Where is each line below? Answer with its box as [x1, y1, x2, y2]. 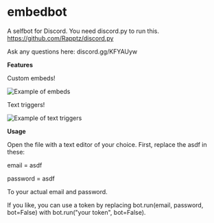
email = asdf [7, 161, 43, 169]
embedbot [7, 4, 67, 20]
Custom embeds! [7, 73, 56, 82]
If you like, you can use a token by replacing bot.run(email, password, [7, 200, 204, 209]
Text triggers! [7, 100, 45, 108]
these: [7, 148, 25, 156]
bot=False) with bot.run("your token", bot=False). [7, 208, 146, 216]
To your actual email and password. [7, 187, 108, 196]
